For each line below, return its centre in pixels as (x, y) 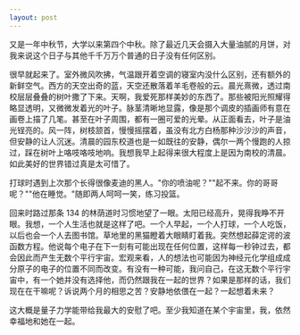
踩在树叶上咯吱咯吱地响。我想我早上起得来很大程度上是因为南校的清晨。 (158, 152)
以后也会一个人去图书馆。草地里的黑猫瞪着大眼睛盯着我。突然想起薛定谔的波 (150, 235)
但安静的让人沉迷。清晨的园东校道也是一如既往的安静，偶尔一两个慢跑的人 (146, 141)
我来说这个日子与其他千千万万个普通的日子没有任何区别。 (115, 55)
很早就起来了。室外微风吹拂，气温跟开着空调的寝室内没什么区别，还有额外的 (150, 74)
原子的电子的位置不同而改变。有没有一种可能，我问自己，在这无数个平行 (150, 268)
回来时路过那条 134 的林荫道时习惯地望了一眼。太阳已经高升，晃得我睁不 (143, 213)
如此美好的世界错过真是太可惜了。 (72, 163)
